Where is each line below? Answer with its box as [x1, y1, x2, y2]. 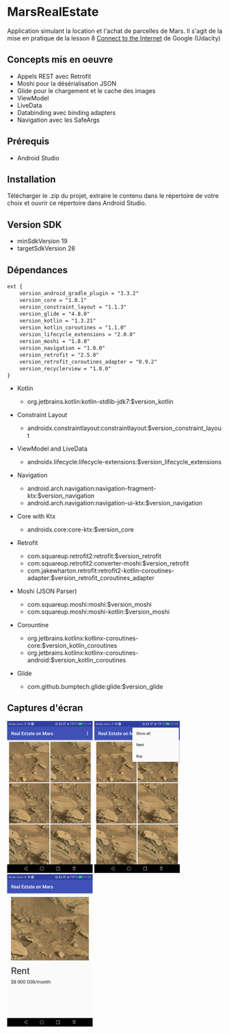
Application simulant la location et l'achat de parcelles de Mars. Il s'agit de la [7, 27, 223, 35]
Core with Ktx [16, 512, 56, 520]
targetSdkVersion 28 [16, 244, 75, 253]
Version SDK [7, 218, 62, 230]
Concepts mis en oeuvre [7, 54, 113, 66]
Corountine [16, 621, 49, 629]
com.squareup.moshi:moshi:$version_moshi [27, 601, 152, 608]
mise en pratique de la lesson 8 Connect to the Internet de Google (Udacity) [7, 34, 221, 42]
